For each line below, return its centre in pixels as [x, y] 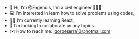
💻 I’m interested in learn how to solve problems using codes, [72, 13]
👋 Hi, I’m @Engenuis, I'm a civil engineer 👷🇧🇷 [55, 8]
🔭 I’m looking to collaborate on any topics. [52, 25]
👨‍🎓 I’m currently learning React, [42, 20]
